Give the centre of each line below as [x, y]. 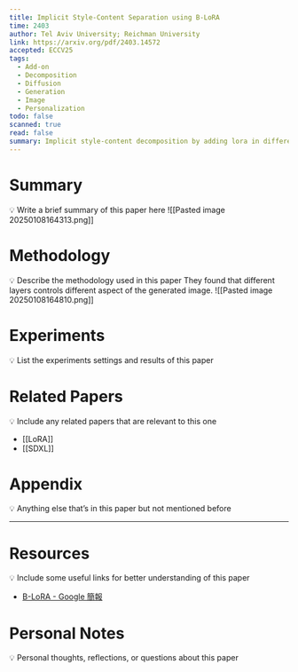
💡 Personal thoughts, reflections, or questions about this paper [124, 658]
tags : [19, 59]
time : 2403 [29, 26]
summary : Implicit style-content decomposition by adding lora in [134, 141]
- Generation [41, 91]
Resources [50, 553]
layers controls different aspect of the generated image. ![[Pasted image [141, 290]
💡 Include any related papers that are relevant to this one [113, 421]
